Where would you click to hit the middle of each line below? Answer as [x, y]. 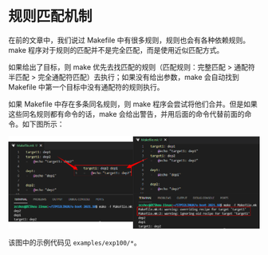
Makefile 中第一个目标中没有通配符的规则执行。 [87, 87]
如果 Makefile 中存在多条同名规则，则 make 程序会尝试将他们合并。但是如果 [133, 104]
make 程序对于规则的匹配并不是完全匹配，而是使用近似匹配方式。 [116, 50]
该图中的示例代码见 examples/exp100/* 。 [75, 242]
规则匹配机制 [51, 16]
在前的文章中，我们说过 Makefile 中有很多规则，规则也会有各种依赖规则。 [129, 40]
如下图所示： [43, 124]
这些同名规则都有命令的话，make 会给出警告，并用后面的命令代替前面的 [126, 114]
